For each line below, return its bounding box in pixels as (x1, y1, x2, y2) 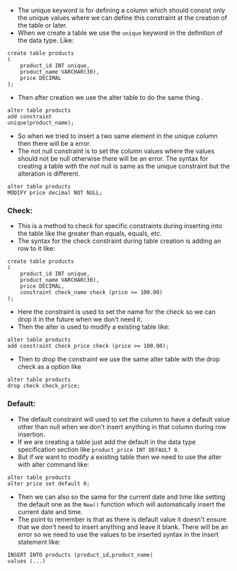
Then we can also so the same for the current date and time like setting (17, 492, 226, 501)
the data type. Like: (17, 36, 74, 45)
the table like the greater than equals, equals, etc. (17, 230, 162, 238)
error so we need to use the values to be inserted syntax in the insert (17, 530, 219, 538)
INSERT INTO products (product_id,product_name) (7, 551, 154, 558)
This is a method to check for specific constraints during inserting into (17, 222, 223, 230)
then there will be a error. (17, 140, 91, 147)
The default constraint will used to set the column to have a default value (17, 414, 230, 424)
